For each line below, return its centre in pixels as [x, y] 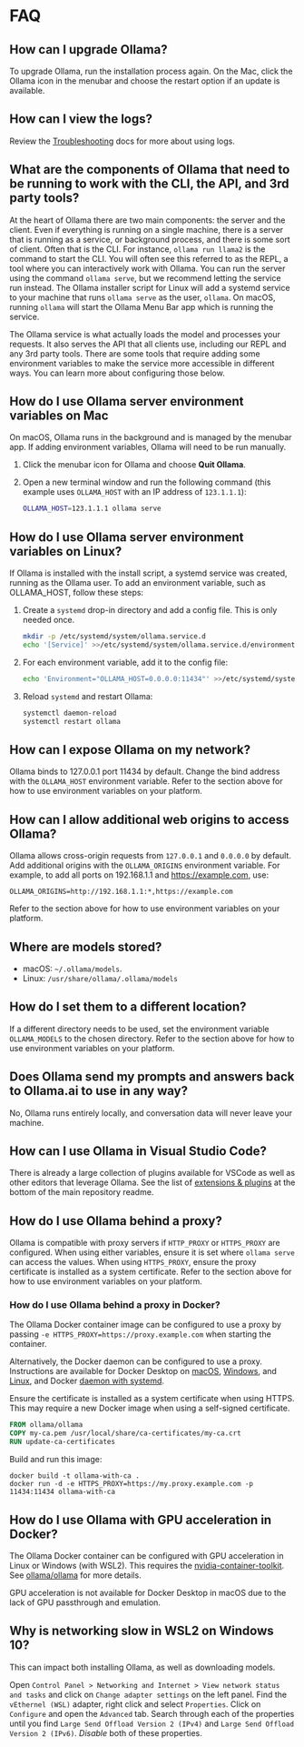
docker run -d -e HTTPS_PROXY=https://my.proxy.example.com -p [132, 1484]
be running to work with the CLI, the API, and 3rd [149, 184]
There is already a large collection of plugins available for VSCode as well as [152, 1173]
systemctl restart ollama [71, 721]
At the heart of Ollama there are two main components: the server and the [147, 220]
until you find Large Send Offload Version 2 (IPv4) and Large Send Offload [152, 1723]
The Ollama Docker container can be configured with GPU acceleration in [147, 1555]
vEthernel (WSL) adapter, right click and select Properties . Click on [135, 1704]
